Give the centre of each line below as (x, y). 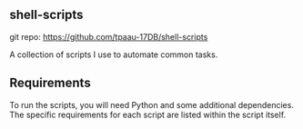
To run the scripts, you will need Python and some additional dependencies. (151, 104)
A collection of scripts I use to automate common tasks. (114, 55)
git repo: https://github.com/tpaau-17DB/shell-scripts (109, 36)
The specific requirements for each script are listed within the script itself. (148, 114)
